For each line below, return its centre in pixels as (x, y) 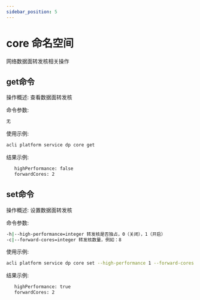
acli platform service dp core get (51, 145)
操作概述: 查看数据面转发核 (39, 97)
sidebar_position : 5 (32, 12)
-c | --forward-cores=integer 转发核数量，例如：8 (64, 240)
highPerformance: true (42, 287)
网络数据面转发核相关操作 (38, 61)
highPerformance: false (44, 169)
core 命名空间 (40, 43)
